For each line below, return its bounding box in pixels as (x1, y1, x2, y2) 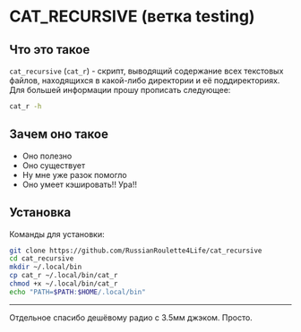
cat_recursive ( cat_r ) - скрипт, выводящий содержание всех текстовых (9, 65, 284, 76)
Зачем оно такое (9, 127, 109, 142)
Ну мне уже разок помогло (21, 169, 127, 180)
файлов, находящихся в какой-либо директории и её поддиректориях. (9, 75, 280, 86)
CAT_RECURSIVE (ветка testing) (9, 6, 255, 27)
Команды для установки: (9, 228, 105, 239)
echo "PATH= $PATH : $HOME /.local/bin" (9, 287, 146, 296)
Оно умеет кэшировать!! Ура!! (21, 179, 137, 190)
